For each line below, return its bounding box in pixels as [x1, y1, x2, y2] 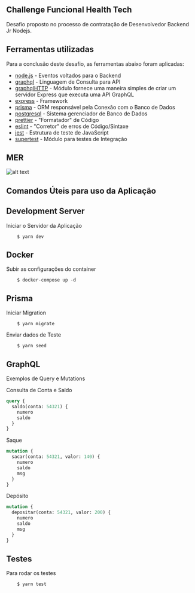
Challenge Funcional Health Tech [6, 5, 132, 15]
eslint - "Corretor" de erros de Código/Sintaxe [14, 123, 129, 130]
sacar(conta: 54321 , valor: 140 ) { [11, 454, 100, 460]
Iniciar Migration [6, 309, 47, 316]
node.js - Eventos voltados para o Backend [14, 72, 121, 79]
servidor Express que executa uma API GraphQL [14, 91, 135, 98]
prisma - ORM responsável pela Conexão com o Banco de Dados [14, 103, 175, 111]
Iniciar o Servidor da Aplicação [6, 222, 83, 229]
